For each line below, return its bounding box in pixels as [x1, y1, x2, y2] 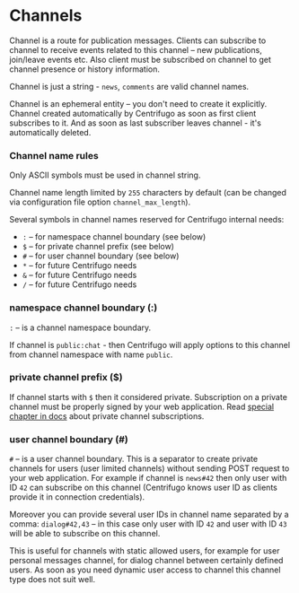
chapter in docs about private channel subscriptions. [9, 410, 205, 422]
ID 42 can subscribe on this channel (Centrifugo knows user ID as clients [9, 482, 278, 493]
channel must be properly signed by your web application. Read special [9, 401, 275, 412]
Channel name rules [9, 149, 99, 161]
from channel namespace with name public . [9, 349, 173, 360]
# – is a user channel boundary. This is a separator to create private [9, 454, 259, 465]
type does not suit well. [9, 574, 96, 585]
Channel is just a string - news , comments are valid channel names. [9, 81, 250, 92]
